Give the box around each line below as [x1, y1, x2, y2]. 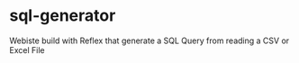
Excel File [9, 44, 45, 55]
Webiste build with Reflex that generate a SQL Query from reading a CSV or [9, 35, 290, 46]
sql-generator [9, 5, 116, 26]
